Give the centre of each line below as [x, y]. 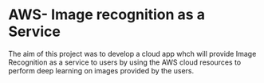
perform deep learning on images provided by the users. [101, 70]
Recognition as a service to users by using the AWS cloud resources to [125, 62]
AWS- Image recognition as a [107, 15]
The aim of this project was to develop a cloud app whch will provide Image [132, 53]
